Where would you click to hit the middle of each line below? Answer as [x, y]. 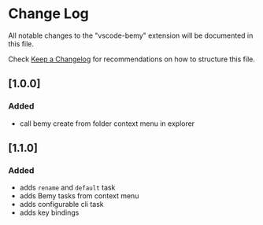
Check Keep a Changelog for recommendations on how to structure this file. [132, 59]
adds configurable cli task [61, 205]
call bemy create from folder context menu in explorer [107, 124]
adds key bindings [49, 212]
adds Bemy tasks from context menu [79, 196]
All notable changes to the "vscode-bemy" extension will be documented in [131, 35]
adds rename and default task [67, 188]
